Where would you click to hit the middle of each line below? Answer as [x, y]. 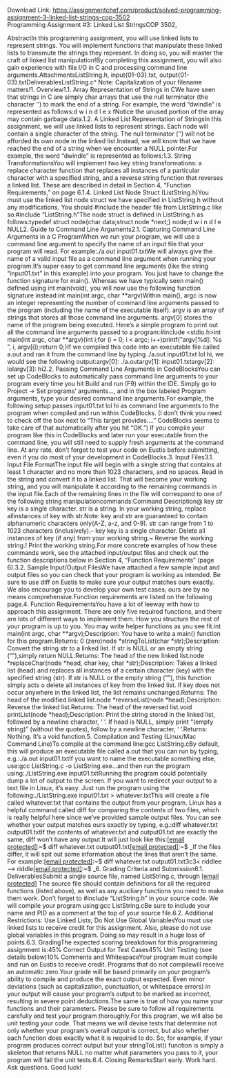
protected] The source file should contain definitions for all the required [109, 884]
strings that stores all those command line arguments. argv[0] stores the [110, 317]
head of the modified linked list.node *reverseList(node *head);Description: [114, 700]
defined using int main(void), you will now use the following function [104, 288]
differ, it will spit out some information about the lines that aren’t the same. [113, 854]
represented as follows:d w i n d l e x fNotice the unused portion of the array [115, 111]
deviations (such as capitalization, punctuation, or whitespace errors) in [109, 986]
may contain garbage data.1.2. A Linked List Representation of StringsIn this [114, 119]
